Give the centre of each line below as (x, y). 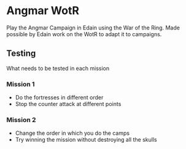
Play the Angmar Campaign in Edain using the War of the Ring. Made (93, 28)
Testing (21, 54)
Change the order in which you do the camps (72, 133)
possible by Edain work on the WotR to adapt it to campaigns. (84, 34)
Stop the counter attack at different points (68, 104)
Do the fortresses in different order (59, 97)
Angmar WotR (43, 11)
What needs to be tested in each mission (58, 68)
